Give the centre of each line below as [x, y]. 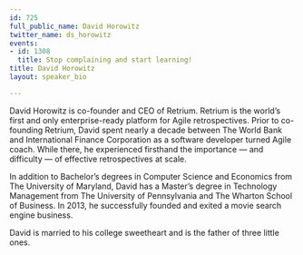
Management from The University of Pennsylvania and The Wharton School [151, 195]
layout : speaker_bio [49, 77]
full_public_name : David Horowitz [75, 26]
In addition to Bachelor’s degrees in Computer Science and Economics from [151, 176]
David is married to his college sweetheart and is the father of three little [144, 232]
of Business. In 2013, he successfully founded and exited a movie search [146, 205]
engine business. [41, 215]
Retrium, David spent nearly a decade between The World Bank [164, 130]
